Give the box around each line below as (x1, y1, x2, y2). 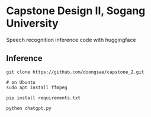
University (6, 17, 59, 30)
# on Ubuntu (6, 79, 36, 85)
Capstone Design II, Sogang (6, 4, 146, 18)
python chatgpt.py (6, 105, 52, 111)
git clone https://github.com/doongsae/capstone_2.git (6, 69, 144, 75)
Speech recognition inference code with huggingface (6, 36, 136, 43)
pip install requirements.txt (6, 95, 81, 101)
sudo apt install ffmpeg (6, 84, 68, 90)
